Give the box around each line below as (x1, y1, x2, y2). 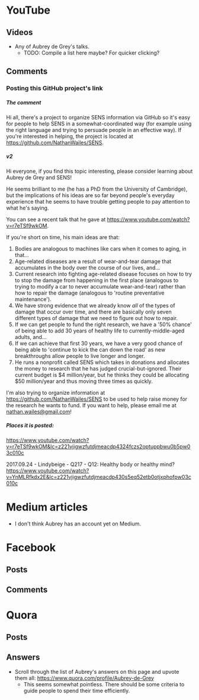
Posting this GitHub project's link (6, 84, 103, 93)
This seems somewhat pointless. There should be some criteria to (23, 680, 185, 688)
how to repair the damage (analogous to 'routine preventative (14, 289, 165, 297)
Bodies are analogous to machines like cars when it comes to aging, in (14, 245, 187, 252)
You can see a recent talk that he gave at (6, 216, 106, 223)
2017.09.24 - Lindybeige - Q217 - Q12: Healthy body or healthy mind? (6, 461, 175, 468)
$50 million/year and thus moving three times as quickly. (14, 378, 153, 385)
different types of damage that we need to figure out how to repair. (14, 315, 178, 322)
